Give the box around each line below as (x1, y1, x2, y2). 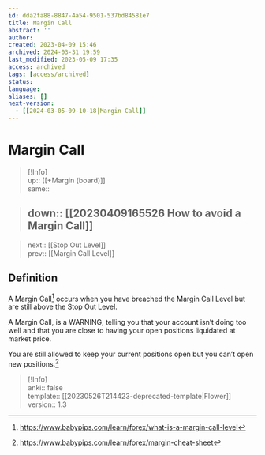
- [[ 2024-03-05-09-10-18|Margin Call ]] (15, 107, 147, 115)
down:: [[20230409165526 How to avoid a (27, 207, 241, 220)
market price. (8, 334, 52, 344)
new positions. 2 (8, 358, 59, 368)
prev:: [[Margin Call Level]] (27, 248, 115, 258)
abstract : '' (8, 26, 51, 34)
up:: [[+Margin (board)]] (27, 175, 106, 185)
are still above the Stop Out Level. (8, 302, 118, 312)
